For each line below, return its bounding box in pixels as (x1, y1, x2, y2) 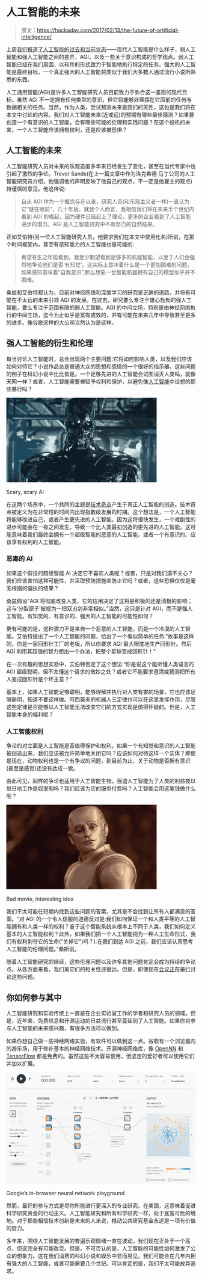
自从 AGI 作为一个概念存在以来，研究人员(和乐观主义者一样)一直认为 (20, 198, 190, 205)
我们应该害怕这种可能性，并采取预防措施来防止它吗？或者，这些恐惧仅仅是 (6, 577, 191, 584)
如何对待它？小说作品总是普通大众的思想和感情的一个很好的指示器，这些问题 (6, 363, 196, 370)
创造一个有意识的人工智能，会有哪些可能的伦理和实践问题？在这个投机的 (6, 118, 185, 126)
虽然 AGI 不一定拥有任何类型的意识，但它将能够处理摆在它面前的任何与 (16, 96, 192, 103)
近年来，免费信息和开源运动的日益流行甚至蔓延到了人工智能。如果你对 (16, 1017, 191, 1024)
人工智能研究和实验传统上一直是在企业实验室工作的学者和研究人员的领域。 (6, 1009, 191, 1017)
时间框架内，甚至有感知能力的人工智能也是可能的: (11, 240, 135, 248)
